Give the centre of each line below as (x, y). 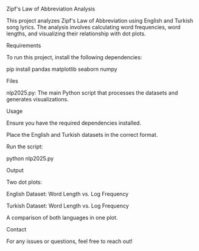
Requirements (24, 45)
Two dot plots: (24, 182)
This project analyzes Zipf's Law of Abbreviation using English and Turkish (100, 20)
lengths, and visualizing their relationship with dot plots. (76, 34)
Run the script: (25, 147)
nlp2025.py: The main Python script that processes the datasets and (92, 93)
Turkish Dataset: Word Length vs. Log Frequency (68, 206)
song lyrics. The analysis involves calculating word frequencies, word (93, 27)
